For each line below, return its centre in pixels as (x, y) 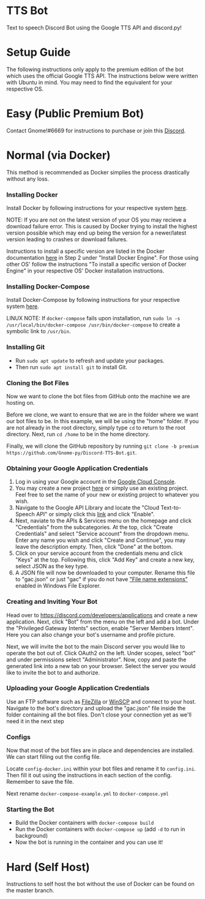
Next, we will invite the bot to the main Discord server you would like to (96, 646)
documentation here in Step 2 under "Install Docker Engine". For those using (102, 258)
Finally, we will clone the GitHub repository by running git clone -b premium (102, 446)
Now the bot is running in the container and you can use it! (89, 842)
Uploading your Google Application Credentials (78, 688)
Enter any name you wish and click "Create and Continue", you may (100, 540)
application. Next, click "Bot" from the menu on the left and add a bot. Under (103, 622)
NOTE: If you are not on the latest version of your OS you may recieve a (96, 220)
